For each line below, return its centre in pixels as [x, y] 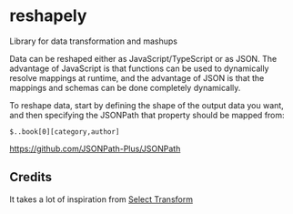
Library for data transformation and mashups [93, 41]
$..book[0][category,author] [65, 132]
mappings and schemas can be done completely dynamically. [125, 87]
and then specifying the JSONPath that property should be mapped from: [147, 115]
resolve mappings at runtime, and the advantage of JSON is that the [137, 77]
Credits [31, 177]
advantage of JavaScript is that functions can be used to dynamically [139, 68]
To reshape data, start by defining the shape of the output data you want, [146, 105]
